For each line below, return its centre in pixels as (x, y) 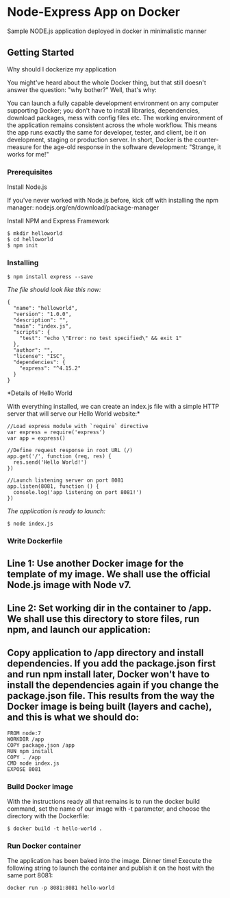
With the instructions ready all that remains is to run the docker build (103, 802)
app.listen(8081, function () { (53, 486)
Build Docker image (40, 786)
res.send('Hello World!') (50, 462)
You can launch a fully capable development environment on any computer (113, 103)
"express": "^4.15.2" (50, 368)
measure (20, 147)
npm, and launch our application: (79, 630)
